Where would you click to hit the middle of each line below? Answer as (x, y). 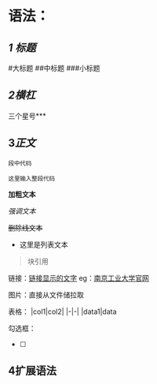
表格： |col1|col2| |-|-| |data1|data (62, 311)
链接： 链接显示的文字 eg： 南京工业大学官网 (78, 278)
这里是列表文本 (44, 244)
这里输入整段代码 (32, 178)
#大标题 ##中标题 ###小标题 (54, 68)
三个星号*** (27, 116)
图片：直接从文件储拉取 (46, 295)
